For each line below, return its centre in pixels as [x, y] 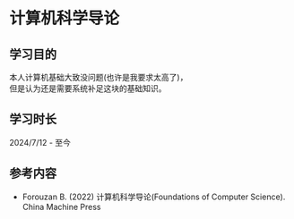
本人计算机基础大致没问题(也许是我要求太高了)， [99, 77]
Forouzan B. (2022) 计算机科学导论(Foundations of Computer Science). [154, 197]
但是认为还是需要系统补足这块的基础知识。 [88, 88]
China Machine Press [61, 206]
